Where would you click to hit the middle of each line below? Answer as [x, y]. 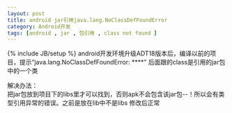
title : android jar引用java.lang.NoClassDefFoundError [87, 20]
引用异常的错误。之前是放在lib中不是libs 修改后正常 [86, 103]
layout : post [26, 14]
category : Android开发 [39, 26]
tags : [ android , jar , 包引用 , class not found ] [82, 33]
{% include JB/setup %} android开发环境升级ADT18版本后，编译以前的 [109, 53]
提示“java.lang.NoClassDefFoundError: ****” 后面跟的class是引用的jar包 [122, 62]
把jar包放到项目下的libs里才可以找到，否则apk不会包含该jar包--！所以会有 [113, 94]
